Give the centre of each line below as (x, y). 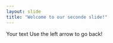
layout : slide (24, 11)
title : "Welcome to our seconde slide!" (57, 17)
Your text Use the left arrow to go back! (54, 34)
